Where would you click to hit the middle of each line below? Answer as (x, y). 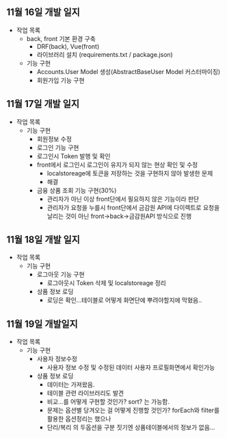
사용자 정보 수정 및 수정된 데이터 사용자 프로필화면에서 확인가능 (131, 367)
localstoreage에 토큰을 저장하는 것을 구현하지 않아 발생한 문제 (130, 173)
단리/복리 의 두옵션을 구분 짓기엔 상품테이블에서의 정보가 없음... (131, 428)
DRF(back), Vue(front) (68, 46)
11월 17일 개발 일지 (43, 104)
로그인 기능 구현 (58, 147)
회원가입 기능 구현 (61, 80)
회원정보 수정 (54, 138)
